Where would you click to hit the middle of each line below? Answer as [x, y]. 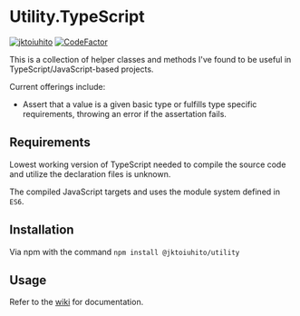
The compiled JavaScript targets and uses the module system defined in [145, 192]
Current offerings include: [58, 86]
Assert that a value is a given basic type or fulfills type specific [140, 104]
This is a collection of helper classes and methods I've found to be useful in [150, 59]
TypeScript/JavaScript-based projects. [82, 69]
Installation [42, 230]
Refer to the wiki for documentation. [77, 302]
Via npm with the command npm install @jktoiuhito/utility [125, 252]
